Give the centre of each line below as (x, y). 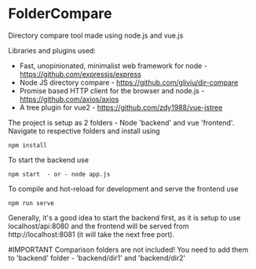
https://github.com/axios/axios (69, 99)
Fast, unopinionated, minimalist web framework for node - (113, 65)
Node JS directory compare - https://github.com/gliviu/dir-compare (129, 82)
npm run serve (31, 203)
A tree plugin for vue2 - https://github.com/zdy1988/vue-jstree (121, 107)
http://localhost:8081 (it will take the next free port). (91, 234)
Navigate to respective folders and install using (84, 131)
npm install (27, 145)
